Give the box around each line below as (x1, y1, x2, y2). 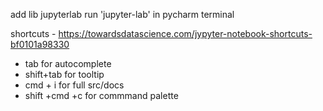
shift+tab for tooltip (24, 69, 105, 80)
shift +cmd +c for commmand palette (24, 90, 179, 101)
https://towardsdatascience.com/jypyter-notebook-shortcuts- (58, 28, 313, 39)
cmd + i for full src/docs (24, 79, 125, 91)
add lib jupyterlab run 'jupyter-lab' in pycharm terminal (10, 9, 235, 20)
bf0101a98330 (10, 39, 70, 50)
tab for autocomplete (24, 58, 112, 69)
